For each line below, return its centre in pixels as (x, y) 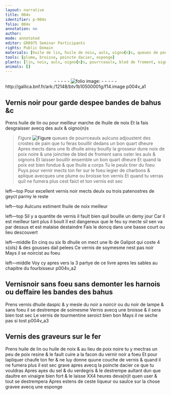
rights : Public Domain (29, 48)
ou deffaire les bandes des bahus (59, 292)
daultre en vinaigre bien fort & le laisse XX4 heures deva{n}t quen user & (81, 376)
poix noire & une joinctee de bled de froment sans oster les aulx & (87, 154)
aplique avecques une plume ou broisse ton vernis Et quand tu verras (91, 175)
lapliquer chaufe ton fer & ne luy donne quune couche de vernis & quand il (83, 359)
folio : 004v (18, 24)
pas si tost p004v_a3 (27, 320)
